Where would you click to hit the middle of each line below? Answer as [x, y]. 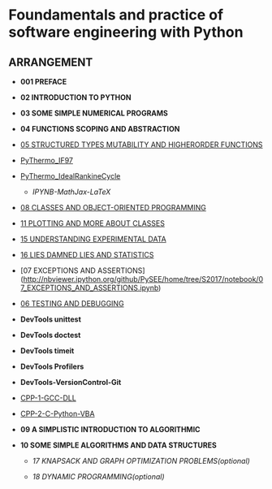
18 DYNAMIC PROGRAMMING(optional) [98, 476]
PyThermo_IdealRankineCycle [70, 176]
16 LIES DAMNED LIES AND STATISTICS [87, 255]
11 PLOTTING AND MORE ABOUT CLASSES [92, 223]
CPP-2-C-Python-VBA [57, 413]
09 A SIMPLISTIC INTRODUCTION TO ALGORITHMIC [110, 429]
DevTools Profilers [52, 366]
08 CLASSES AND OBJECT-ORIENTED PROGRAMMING [113, 208]
